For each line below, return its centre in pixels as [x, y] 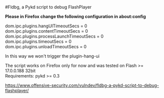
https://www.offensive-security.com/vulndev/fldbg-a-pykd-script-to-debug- [82, 85]
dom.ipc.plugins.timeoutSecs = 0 [38, 41]
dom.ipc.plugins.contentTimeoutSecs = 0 [47, 31]
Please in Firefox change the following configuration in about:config [76, 16]
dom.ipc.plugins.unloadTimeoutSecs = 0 [46, 47]
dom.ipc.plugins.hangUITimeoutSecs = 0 [46, 26]
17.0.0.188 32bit [20, 71]
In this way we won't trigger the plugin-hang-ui [52, 56]
